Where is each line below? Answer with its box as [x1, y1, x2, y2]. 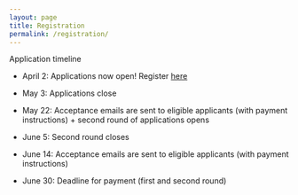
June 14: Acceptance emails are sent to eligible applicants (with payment [21, 149, 289, 160]
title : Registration [9, 21, 86, 30]
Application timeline [9, 54, 82, 65]
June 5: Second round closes [21, 132, 130, 143]
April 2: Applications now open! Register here [21, 71, 188, 82]
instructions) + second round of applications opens [21, 114, 210, 125]
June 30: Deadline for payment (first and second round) [21, 175, 227, 186]
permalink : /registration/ [9, 29, 109, 38]
